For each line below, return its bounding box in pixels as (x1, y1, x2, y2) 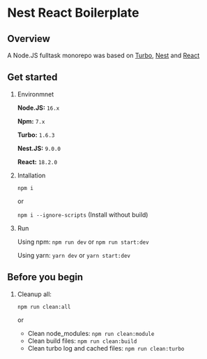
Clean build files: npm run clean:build (27, 337, 137, 345)
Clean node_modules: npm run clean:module (27, 329, 155, 337)
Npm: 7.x (17, 117, 45, 125)
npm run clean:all (17, 303, 71, 310)
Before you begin (7, 271, 84, 284)
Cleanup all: (17, 290, 52, 298)
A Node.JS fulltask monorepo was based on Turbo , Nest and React (7, 51, 200, 59)
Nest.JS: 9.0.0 (17, 144, 61, 152)
